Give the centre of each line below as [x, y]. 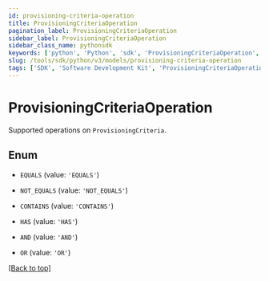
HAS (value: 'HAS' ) [49, 221]
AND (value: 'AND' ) [49, 237]
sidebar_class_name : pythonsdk [60, 46]
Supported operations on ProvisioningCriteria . [87, 130]
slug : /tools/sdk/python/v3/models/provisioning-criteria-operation [125, 61]
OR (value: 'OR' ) [45, 252]
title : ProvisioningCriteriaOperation [73, 23]
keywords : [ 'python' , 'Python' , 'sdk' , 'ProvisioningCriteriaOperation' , [134, 53]
